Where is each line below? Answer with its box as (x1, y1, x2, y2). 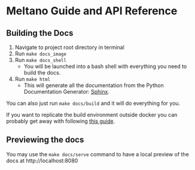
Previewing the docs (6, 135, 84, 145)
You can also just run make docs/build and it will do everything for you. (6, 100, 181, 107)
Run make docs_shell (14, 57, 67, 63)
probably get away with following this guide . (6, 118, 115, 125)
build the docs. (23, 69, 61, 76)
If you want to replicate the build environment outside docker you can (6, 112, 178, 118)
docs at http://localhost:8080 (6, 157, 78, 164)
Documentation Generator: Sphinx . (23, 88, 109, 95)
